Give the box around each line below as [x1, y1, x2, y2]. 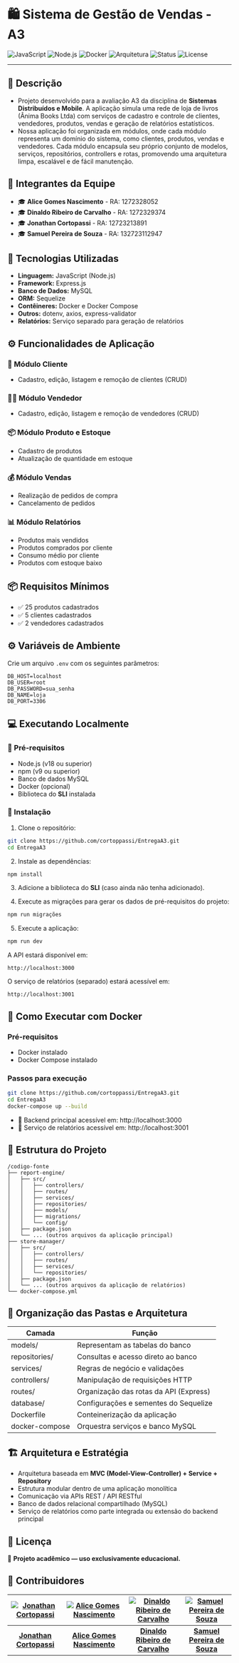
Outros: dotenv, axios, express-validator [17, 309, 137, 318]
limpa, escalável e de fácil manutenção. [17, 157, 134, 166]
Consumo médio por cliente [17, 551, 100, 560]
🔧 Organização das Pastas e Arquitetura [7, 1308, 188, 1320]
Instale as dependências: [17, 856, 91, 865]
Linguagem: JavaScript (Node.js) [17, 271, 116, 280]
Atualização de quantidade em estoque [17, 454, 133, 462]
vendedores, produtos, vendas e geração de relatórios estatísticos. [17, 119, 215, 128]
